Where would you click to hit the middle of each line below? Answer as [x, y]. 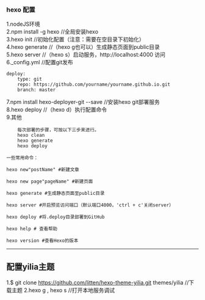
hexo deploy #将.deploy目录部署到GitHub [56, 217]
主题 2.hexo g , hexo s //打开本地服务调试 [63, 290]
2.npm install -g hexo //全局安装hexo [52, 32]
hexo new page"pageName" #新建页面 [50, 181]
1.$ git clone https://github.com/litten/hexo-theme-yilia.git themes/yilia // [98, 283]
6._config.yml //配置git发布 [40, 62]
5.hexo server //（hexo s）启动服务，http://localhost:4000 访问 [86, 55]
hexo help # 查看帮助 [32, 229]
